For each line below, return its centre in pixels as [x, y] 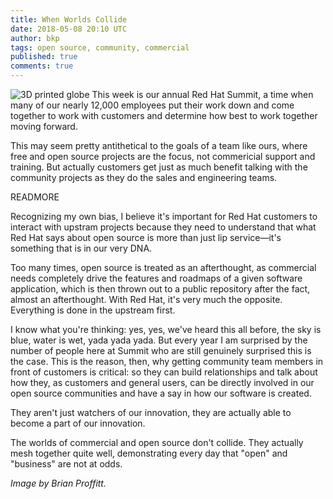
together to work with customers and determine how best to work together [164, 115]
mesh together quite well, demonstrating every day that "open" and [149, 453]
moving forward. [44, 126]
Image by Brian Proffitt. [58, 483]
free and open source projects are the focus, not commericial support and [163, 156]
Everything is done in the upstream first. [93, 310]
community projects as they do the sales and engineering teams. [144, 177]
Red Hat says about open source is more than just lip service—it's [146, 237]
